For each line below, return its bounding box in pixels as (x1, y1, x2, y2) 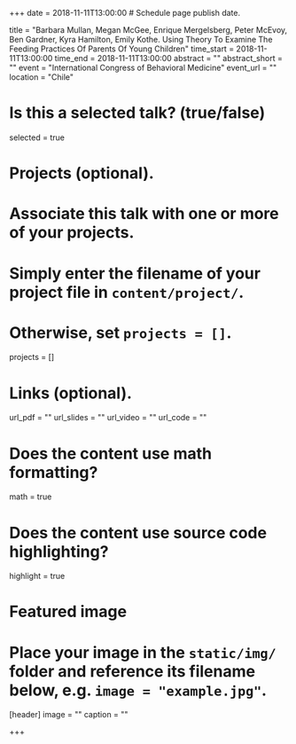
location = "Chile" (9, 72, 74, 82)
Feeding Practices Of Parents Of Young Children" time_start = (9, 43, 235, 54)
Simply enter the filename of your (9, 263, 261, 283)
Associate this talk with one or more (9, 204, 279, 224)
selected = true (9, 132, 65, 143)
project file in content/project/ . (9, 282, 245, 302)
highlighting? (9, 541, 109, 561)
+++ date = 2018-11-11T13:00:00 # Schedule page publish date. (9, 8, 241, 18)
